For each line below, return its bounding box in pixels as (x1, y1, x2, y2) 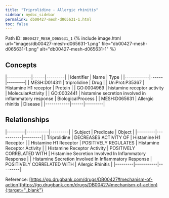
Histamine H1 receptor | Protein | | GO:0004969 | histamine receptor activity (5, 85, 164, 91)
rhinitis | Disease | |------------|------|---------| (5, 101, 105, 107)
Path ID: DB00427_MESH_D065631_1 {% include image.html (5, 35, 121, 41)
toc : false (5, 21, 28, 27)
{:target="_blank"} (5, 187, 44, 193)
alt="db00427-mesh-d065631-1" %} (39, 46, 116, 52)
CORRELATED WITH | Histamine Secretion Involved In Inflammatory (5, 150, 146, 157)
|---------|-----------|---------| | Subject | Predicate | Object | (5, 129, 135, 135)
